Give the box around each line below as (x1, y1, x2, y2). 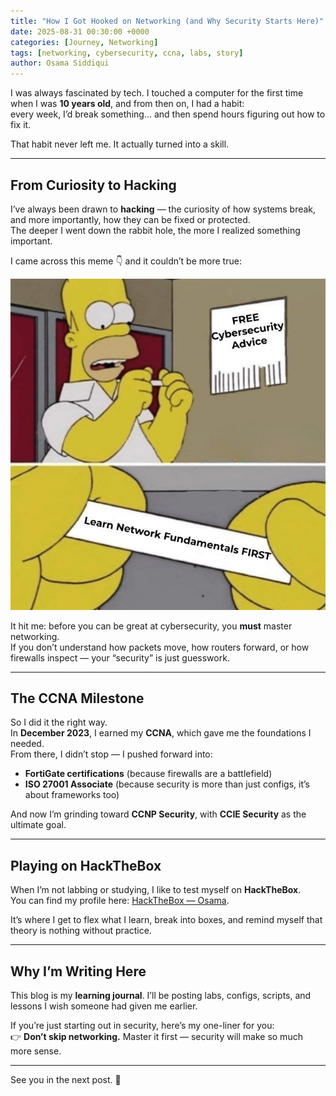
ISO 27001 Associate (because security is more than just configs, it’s (24, 778, 310, 790)
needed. (10, 738, 45, 750)
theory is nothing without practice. (10, 925, 152, 937)
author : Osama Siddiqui (10, 58, 110, 69)
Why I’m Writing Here (10, 963, 147, 980)
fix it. (10, 119, 32, 131)
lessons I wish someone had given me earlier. (10, 1000, 198, 1012)
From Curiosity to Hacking (10, 176, 177, 194)
